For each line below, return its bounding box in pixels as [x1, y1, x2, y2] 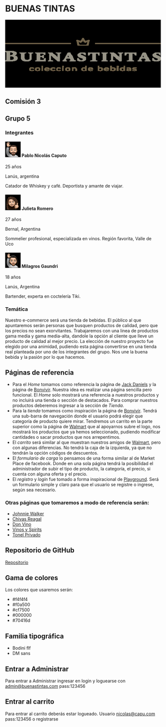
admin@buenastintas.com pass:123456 [5, 683, 85, 689]
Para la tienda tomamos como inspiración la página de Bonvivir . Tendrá [12, 408, 157, 414]
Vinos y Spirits [12, 527, 42, 532]
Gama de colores [5, 574, 58, 582]
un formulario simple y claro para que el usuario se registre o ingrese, [12, 482, 154, 488]
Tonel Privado [12, 531, 41, 537]
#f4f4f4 [12, 596, 28, 602]
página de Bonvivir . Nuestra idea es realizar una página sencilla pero [12, 387, 152, 393]
